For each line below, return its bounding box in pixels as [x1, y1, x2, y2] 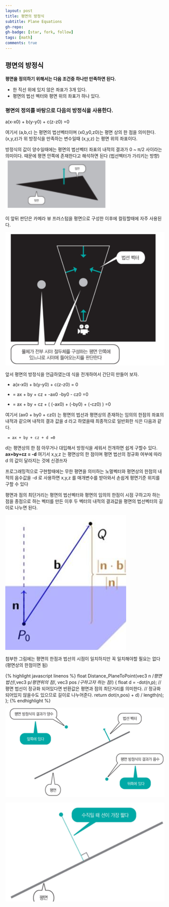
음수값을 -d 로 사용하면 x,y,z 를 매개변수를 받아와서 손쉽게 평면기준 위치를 [14, 475, 160, 481]
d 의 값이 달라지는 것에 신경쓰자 [5, 458, 67, 464]
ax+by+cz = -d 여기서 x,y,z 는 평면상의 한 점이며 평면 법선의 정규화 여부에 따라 [5, 451, 162, 458]
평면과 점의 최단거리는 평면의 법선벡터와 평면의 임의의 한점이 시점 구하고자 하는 [5, 492, 161, 498]
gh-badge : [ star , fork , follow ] [5, 30, 73, 35]
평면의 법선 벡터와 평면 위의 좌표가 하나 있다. [12, 93, 101, 99]
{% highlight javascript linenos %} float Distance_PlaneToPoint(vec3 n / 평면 [5, 673, 162, 679]
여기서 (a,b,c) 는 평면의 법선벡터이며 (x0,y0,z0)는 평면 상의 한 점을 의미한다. [5, 129, 156, 135]
